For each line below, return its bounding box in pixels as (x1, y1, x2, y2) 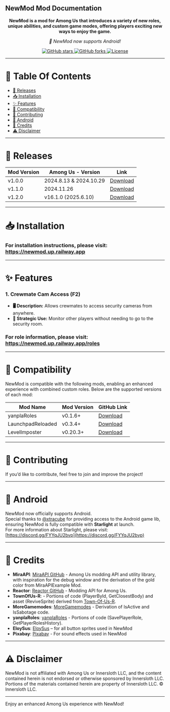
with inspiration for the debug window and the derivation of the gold (12, 577, 155, 583)
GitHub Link (98, 403, 127, 411)
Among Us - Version (49, 168, 100, 176)
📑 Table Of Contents (5, 71, 91, 82)
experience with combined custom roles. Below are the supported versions (5, 386, 162, 392)
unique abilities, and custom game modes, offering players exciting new (7, 23, 163, 29)
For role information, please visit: (5, 333, 89, 341)
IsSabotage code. (12, 609, 50, 615)
